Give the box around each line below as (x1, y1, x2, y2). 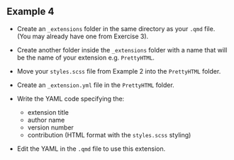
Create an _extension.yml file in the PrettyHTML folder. (16, 81, 174, 89)
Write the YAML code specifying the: (16, 94, 125, 103)
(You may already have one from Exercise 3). (16, 32, 149, 40)
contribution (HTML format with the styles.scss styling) (27, 130, 191, 139)
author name (27, 115, 65, 124)
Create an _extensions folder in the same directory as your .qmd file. (16, 24, 216, 33)
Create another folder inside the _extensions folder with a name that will (16, 45, 228, 54)
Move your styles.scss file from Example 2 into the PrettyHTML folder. (16, 67, 221, 75)
